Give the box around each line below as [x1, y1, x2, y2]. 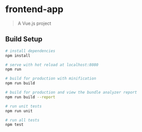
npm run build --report [5, 95, 56, 100]
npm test [5, 122, 24, 127]
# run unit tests [5, 104, 42, 109]
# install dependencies [5, 48, 56, 54]
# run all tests [5, 117, 40, 122]
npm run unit [5, 108, 33, 113]
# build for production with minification [5, 76, 96, 81]
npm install [5, 53, 30, 58]
